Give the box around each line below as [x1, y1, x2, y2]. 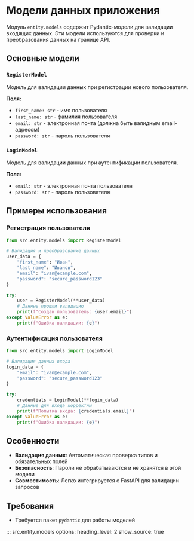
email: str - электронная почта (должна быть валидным [14, 119, 161, 126]
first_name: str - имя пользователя [14, 106, 107, 114]
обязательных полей [14, 458, 68, 465]
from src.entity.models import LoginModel [6, 348, 113, 354]
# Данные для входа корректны [17, 403, 93, 409]
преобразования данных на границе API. [6, 36, 110, 43]
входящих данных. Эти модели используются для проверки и [6, 29, 164, 36]
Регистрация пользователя [6, 224, 91, 232]
